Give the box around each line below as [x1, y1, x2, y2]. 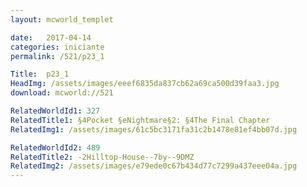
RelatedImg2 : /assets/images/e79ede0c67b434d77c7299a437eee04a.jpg [10, 161, 298, 171]
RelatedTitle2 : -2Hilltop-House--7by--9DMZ [10, 152, 195, 162]
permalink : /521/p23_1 [10, 51, 105, 61]
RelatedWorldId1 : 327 [10, 106, 101, 116]
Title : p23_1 [10, 69, 70, 80]
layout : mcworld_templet [10, 14, 114, 25]
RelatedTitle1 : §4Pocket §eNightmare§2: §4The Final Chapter [10, 115, 271, 125]
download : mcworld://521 [10, 88, 114, 98]
